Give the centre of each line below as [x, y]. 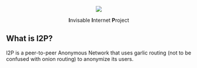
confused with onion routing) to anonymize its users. [70, 59]
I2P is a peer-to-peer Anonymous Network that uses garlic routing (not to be [99, 53]
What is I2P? [29, 38]
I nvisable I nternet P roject [99, 20]
